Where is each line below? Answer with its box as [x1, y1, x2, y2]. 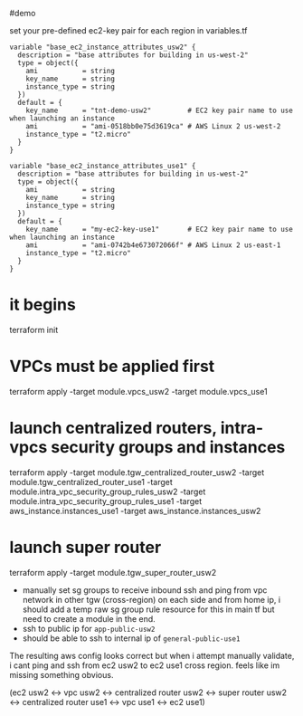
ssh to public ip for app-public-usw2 [22, 623, 156, 634]
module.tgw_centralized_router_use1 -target [9, 476, 174, 487]
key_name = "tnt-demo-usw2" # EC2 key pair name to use [25, 106, 294, 115]
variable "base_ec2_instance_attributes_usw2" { [9, 43, 196, 52]
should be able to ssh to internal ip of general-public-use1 [22, 633, 241, 644]
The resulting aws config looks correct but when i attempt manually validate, [9, 650, 295, 661]
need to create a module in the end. [22, 613, 156, 624]
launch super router [9, 538, 162, 558]
